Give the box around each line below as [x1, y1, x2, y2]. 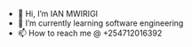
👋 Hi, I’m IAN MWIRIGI [17, 9, 99, 19]
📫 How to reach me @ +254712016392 [17, 27, 163, 38]
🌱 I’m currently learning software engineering [17, 18, 184, 28]
